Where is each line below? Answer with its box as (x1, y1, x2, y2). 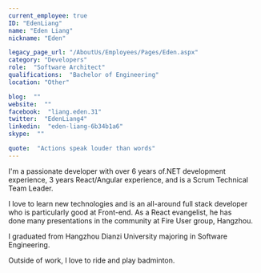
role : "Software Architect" (8, 63, 106, 72)
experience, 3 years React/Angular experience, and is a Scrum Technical (8, 175, 248, 184)
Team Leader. (8, 183, 54, 193)
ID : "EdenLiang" (8, 19, 62, 27)
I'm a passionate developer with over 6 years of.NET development (8, 166, 227, 176)
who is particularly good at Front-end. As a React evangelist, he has (8, 207, 232, 217)
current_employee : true (8, 11, 88, 20)
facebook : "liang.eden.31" (8, 107, 102, 116)
